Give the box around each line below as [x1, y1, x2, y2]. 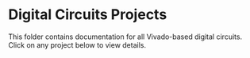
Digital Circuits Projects [8, 6, 167, 24]
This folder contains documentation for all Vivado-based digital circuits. [8, 32, 243, 41]
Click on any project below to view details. [8, 40, 147, 49]
